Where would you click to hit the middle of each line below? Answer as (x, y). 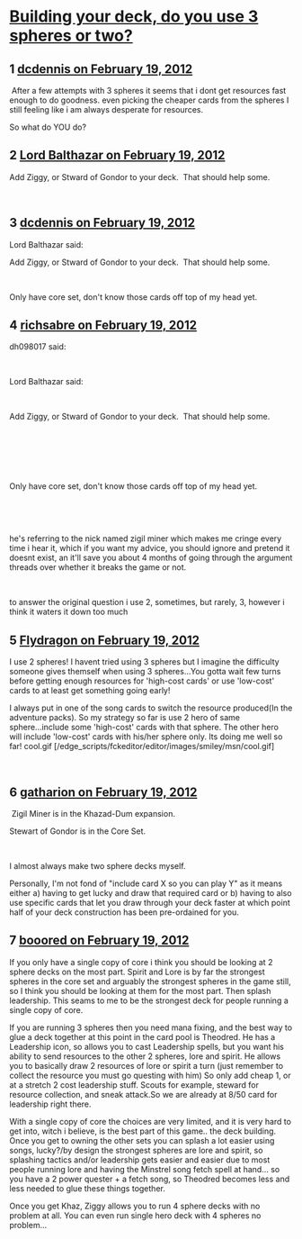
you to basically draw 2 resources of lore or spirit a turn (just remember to (147, 1065)
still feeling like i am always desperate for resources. (107, 109)
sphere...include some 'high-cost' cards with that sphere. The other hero (144, 728)
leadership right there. (50, 1104)
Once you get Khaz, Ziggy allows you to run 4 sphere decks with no (135, 1206)
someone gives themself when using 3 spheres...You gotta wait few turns (145, 672)
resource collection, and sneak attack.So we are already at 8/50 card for (143, 1094)
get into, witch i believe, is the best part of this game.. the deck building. (143, 1131)
